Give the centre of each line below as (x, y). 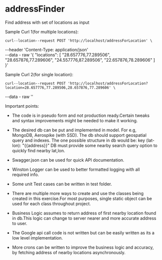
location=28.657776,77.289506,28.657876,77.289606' (58, 88)
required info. (25, 174)
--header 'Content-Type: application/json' (47, 49)
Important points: (22, 106)
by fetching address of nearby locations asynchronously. (69, 252)
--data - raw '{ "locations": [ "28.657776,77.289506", (58, 55)
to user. (20, 223)
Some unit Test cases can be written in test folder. (62, 184)
